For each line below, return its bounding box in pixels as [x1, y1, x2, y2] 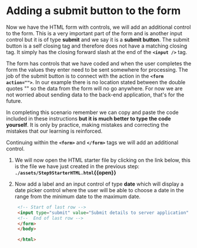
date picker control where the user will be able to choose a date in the [14, 186, 184, 193]
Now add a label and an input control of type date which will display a [14, 180, 184, 187]
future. [6, 97, 22, 104]
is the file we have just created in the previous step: [14, 163, 140, 170]
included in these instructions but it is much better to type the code [6, 115, 172, 122]
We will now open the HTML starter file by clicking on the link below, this [14, 156, 191, 163]
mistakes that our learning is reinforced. [6, 128, 103, 135]
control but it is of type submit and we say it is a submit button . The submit [6, 36, 190, 43]
